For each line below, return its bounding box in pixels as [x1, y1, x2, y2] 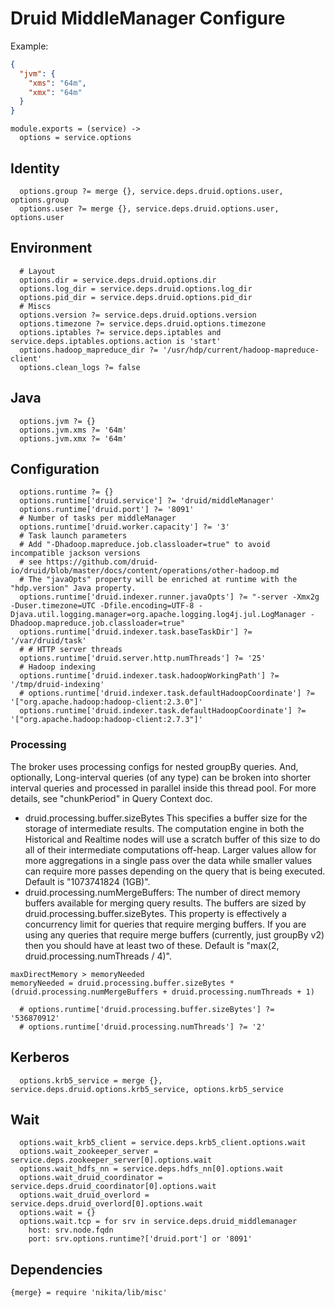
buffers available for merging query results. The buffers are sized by [24, 897, 307, 909]
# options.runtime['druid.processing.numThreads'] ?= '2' [19, 1022, 267, 1032]
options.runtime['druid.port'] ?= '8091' [19, 505, 195, 515]
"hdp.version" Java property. [10, 583, 137, 594]
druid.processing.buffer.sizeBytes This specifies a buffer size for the [24, 812, 308, 824]
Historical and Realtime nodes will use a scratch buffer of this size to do [24, 833, 321, 845]
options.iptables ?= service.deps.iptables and [19, 327, 222, 337]
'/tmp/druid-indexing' [10, 680, 105, 690]
